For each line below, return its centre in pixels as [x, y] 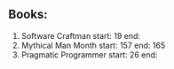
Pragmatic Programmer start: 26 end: [89, 54]
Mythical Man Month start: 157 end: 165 [93, 45]
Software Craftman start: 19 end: [81, 35]
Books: [28, 15]
